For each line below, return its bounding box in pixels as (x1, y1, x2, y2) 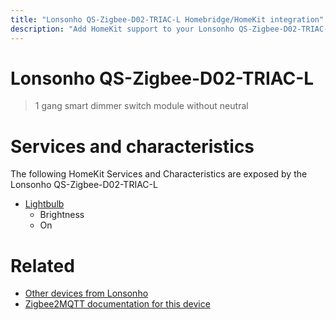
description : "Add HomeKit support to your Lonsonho (10, 24, 235, 34)
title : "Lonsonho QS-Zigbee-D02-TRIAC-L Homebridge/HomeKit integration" (10, 14, 325, 25)
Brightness (39, 209, 85, 221)
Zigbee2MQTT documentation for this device (24, 298, 211, 310)
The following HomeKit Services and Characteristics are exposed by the (10, 168, 308, 180)
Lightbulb (24, 198, 65, 210)
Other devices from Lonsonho (24, 287, 149, 300)
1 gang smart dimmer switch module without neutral (34, 100, 249, 112)
